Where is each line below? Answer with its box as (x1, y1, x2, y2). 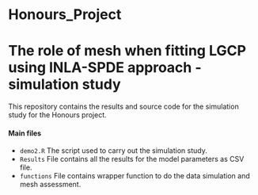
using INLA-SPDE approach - (8, 59, 202, 77)
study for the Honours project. (8, 110, 107, 120)
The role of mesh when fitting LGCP (8, 42, 247, 60)
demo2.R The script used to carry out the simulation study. (19, 146, 207, 155)
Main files (8, 128, 42, 138)
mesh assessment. (19, 180, 82, 189)
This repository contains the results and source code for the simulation (8, 101, 239, 112)
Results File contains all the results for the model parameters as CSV (19, 155, 245, 164)
